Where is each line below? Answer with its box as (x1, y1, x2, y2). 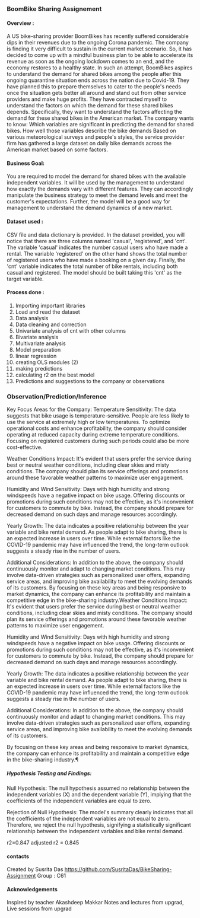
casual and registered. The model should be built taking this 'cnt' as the (7, 269, 182, 276)
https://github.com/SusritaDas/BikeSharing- (64, 866, 172, 873)
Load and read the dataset (15, 308, 80, 315)
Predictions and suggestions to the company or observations (15, 377, 165, 384)
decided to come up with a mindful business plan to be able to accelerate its (7, 52, 193, 59)
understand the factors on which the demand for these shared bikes (7, 102, 173, 109)
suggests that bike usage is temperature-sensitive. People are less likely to (7, 412, 190, 419)
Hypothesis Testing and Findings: (7, 770, 92, 777)
